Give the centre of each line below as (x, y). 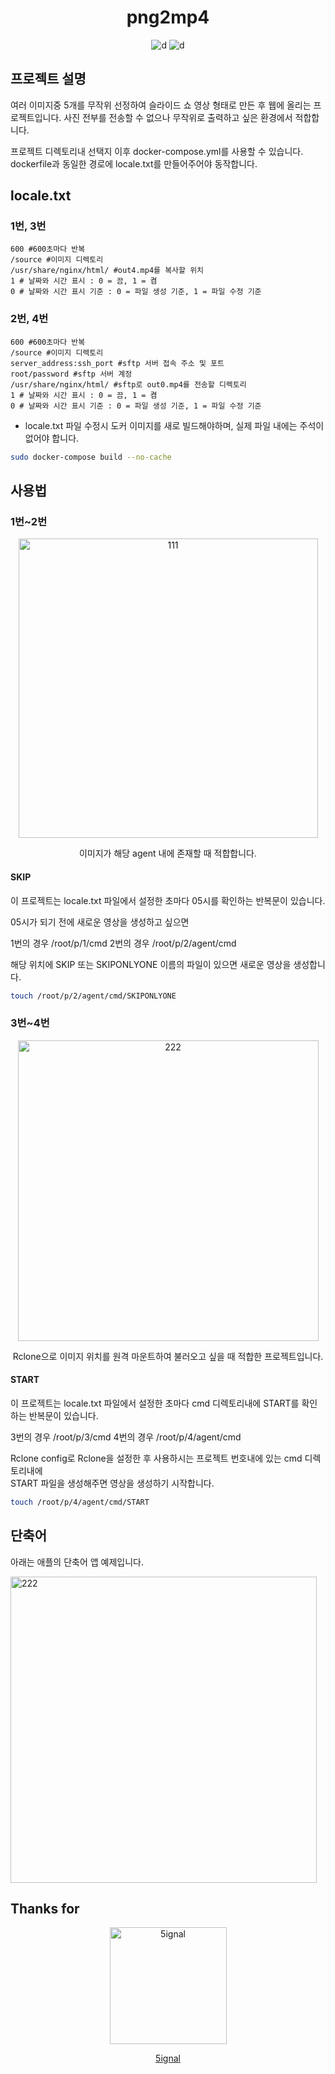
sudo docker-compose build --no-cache (91, 457)
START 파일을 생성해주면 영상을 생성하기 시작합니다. (112, 1483)
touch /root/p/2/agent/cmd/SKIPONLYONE (93, 996)
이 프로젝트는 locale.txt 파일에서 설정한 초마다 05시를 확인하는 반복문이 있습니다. (168, 900)
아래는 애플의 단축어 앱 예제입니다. (77, 1562)
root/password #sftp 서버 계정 (71, 374)
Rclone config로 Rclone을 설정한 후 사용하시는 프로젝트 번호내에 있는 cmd (156, 1458)
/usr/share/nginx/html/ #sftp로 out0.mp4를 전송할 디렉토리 (128, 384)
